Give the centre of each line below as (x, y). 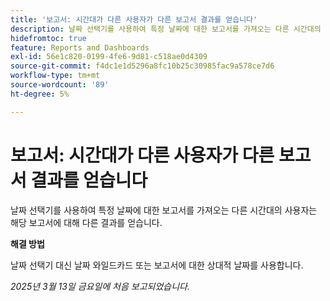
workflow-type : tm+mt (55, 76)
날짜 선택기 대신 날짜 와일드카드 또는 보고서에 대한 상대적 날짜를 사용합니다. (157, 265)
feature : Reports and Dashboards (80, 47)
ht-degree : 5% (40, 94)
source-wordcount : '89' (60, 85)
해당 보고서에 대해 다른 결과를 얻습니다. (86, 222)
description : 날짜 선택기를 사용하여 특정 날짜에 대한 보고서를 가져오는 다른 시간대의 (166, 29)
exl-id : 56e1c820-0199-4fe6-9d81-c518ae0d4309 (109, 57)
